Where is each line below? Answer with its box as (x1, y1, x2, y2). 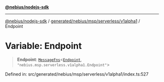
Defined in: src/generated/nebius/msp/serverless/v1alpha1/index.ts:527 (5, 71, 149, 77)
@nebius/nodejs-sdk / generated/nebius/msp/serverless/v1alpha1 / (5, 18, 141, 24)
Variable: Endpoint (5, 41, 82, 52)
